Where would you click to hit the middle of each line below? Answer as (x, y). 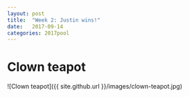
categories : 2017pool (38, 33)
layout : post (26, 14)
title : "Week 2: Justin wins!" (54, 20)
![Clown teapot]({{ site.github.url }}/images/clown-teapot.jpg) (95, 87)
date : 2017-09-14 (35, 26)
